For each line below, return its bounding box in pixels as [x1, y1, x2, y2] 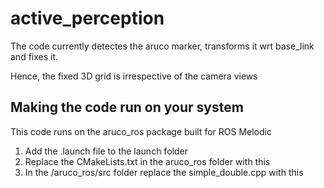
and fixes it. [10, 50, 59, 62]
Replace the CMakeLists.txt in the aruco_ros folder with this [24, 155, 271, 167]
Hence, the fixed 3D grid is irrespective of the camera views [10, 70, 258, 82]
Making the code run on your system [10, 99, 244, 116]
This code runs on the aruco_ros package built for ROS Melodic [10, 125, 272, 137]
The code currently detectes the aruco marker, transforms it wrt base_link [10, 40, 315, 52]
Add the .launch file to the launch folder [24, 145, 188, 157]
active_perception [10, 7, 165, 30]
